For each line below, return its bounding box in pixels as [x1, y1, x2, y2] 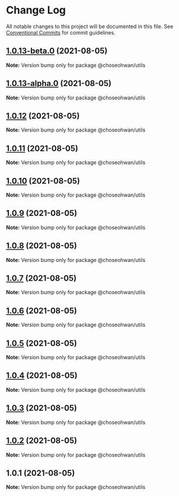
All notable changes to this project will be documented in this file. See [6, 23, 174, 30]
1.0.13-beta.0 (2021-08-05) [6, 46, 108, 56]
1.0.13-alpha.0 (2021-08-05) [6, 78, 112, 88]
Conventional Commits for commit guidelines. [6, 29, 115, 36]
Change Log [6, 4, 66, 17]
